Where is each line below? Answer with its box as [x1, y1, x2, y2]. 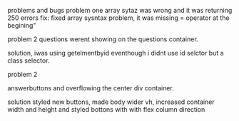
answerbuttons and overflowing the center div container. [7, 84, 175, 92]
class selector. [7, 56, 50, 65]
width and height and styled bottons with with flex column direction [7, 105, 205, 113]
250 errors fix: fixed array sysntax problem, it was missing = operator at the [7, 14, 230, 22]
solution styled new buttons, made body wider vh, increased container [7, 98, 215, 106]
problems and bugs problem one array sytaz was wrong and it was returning [7, 6, 233, 14]
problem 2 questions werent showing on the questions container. [7, 35, 198, 43]
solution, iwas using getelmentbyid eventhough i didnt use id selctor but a [7, 49, 224, 57]
